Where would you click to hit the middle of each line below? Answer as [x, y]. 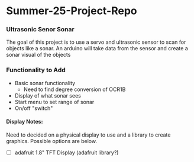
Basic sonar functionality [45, 83]
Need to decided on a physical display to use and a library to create [88, 135]
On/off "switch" [34, 108]
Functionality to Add [36, 70]
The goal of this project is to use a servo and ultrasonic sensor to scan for [96, 42]
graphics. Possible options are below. [52, 141]
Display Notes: [25, 122]
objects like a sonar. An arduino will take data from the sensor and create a [97, 48]
